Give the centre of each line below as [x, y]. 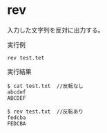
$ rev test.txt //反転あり [46, 112]
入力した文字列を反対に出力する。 [56, 30]
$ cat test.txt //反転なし [46, 86]
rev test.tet [26, 57]
